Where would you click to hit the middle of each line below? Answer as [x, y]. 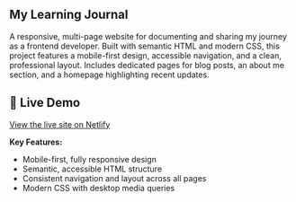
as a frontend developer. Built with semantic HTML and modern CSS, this [145, 46]
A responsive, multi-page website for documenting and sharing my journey [148, 36]
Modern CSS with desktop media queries [99, 188]
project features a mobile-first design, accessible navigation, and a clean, [145, 55]
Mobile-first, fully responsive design [90, 159]
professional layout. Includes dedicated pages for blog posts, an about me [147, 65]
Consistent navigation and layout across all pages [114, 178]
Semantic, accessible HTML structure [92, 169]
